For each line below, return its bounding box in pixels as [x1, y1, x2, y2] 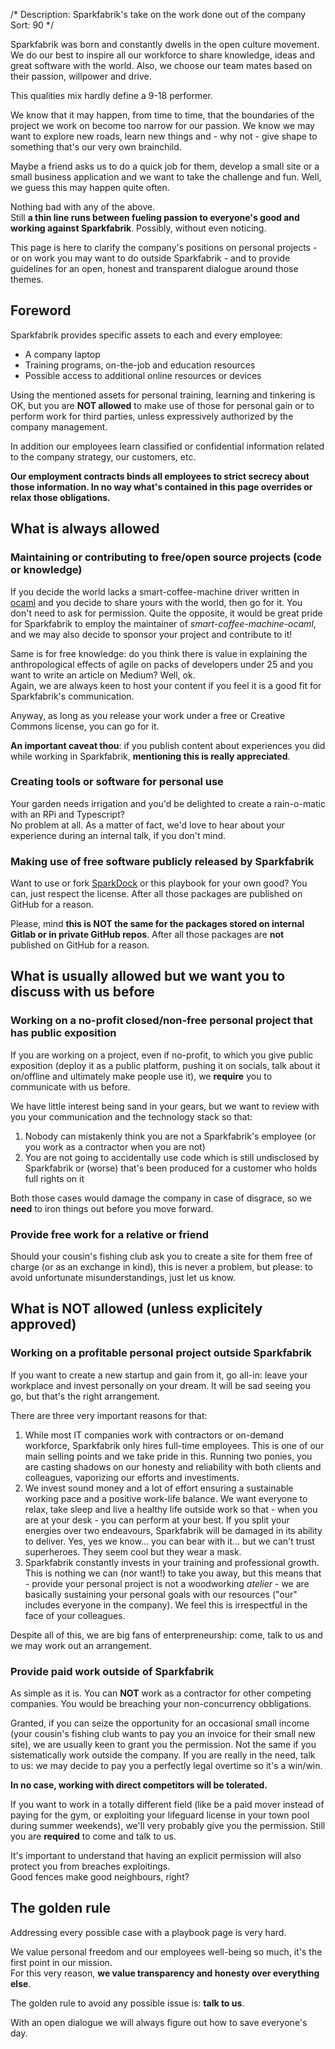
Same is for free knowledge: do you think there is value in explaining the [10, 647, 308, 659]
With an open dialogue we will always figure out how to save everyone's [10, 2016, 308, 2028]
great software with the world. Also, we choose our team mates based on [10, 60, 313, 71]
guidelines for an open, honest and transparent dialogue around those [10, 263, 299, 274]
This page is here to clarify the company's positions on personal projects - [10, 242, 318, 253]
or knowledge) [10, 563, 83, 577]
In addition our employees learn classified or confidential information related [10, 440, 325, 452]
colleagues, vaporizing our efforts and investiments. [24, 1471, 240, 1483]
